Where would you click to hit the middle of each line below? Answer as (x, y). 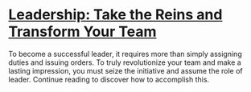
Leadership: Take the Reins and (115, 15)
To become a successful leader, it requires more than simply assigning (125, 54)
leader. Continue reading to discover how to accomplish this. (109, 79)
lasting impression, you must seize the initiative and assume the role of (125, 70)
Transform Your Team (82, 32)
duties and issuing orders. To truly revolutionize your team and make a (125, 62)
